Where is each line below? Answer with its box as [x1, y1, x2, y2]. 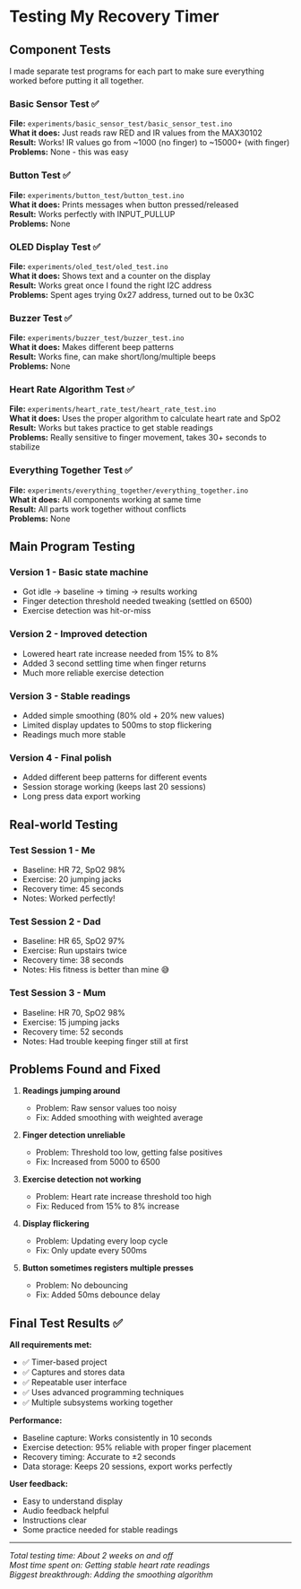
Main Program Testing [9, 539, 136, 554]
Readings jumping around [21, 1086, 121, 1096]
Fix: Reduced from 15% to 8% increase [35, 1200, 180, 1212]
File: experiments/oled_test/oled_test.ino [9, 260, 168, 271]
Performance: [9, 1415, 63, 1426]
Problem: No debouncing [35, 1280, 128, 1291]
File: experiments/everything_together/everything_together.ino [9, 485, 249, 495]
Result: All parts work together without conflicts [9, 503, 186, 514]
